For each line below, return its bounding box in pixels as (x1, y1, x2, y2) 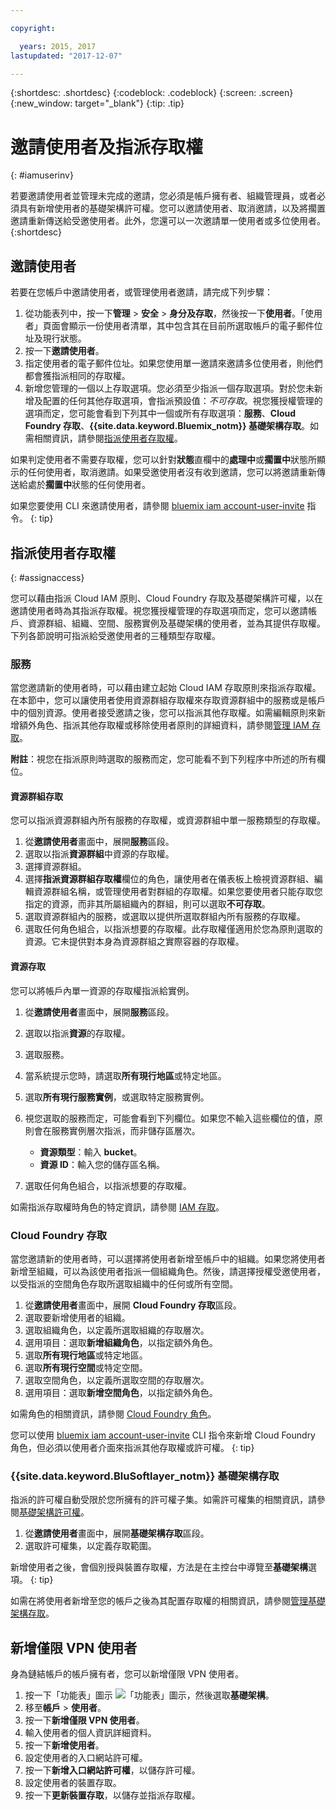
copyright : (10, 23, 56, 33)
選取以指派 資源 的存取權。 (24, 1027, 131, 1039)
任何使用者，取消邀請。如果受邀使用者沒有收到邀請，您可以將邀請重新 (27, 466, 317, 478)
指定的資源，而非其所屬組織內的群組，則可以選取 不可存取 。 (24, 898, 271, 910)
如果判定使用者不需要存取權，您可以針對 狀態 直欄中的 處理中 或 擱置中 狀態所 (10, 454, 317, 466)
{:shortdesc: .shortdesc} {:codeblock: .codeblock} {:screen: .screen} (10, 87, 294, 99)
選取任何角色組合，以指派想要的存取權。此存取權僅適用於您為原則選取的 (24, 923, 323, 935)
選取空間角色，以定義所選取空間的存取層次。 (24, 1374, 210, 1386)
